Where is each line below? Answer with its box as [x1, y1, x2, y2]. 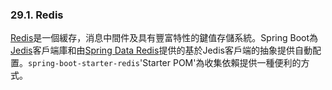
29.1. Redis [10, 8, 64, 22]
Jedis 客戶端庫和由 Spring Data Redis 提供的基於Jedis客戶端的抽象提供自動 [10, 44, 313, 57]
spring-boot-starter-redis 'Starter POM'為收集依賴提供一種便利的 [28, 57, 302, 69]
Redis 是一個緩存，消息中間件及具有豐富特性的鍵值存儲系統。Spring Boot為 [10, 32, 319, 44]
